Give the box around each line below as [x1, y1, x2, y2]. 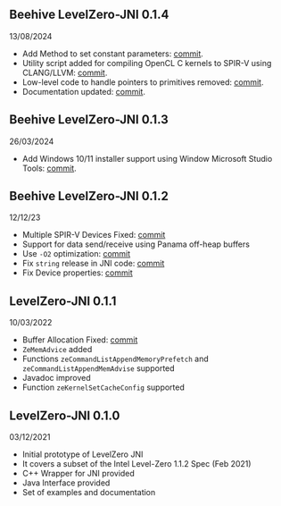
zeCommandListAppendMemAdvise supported [21, 363, 176, 374]
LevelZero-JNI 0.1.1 [9, 293, 117, 308]
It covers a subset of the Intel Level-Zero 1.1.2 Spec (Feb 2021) [21, 459, 252, 469]
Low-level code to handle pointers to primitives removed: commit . [21, 76, 264, 88]
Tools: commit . [21, 163, 78, 173]
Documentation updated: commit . [21, 86, 145, 97]
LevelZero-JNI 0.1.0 [9, 408, 120, 423]
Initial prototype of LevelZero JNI [21, 449, 144, 460]
